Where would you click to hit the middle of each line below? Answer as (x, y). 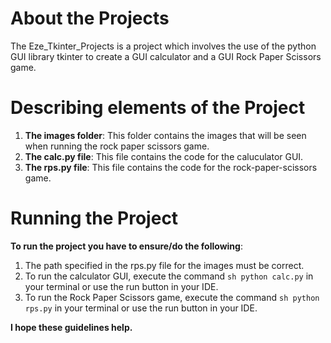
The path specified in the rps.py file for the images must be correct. (164, 265)
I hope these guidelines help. (71, 327)
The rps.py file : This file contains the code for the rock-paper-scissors (171, 167)
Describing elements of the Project (158, 108)
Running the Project (94, 218)
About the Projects (90, 18)
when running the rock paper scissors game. (117, 146)
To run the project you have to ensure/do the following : (126, 246)
